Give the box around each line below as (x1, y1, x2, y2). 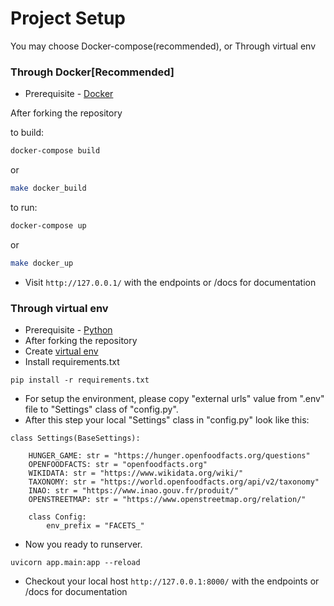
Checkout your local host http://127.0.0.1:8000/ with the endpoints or (24, 575, 320, 587)
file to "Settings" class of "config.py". (24, 403, 179, 416)
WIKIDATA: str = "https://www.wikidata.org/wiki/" (28, 468, 244, 479)
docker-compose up (10, 220, 87, 231)
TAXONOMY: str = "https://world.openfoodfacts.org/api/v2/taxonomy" (28, 477, 320, 487)
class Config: (28, 512, 87, 522)
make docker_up (10, 258, 74, 268)
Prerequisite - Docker (24, 88, 114, 100)
